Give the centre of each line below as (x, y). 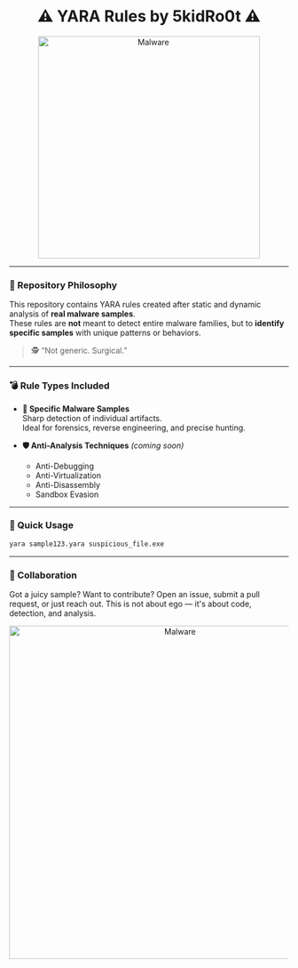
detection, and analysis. (53, 613)
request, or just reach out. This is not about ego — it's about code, (130, 604)
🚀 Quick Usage (41, 525)
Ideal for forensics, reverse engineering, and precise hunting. (133, 428)
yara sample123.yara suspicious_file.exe (87, 544)
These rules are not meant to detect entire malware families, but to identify (147, 324)
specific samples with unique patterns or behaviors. (105, 333)
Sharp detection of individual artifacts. (92, 418)
